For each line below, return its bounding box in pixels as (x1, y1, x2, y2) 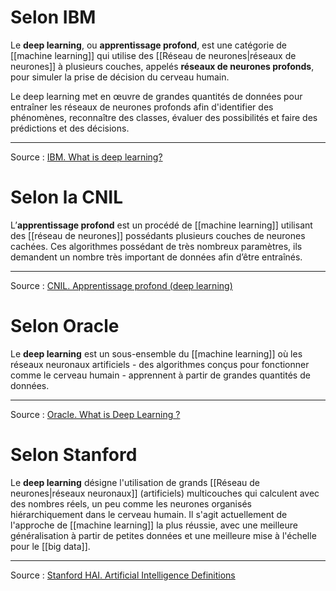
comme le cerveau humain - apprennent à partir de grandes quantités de (10, 369, 311, 381)
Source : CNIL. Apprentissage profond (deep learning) (10, 279, 233, 291)
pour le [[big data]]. (10, 540, 91, 552)
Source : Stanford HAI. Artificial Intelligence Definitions (10, 569, 236, 581)
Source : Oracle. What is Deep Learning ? (10, 408, 181, 420)
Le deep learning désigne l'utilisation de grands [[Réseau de (10, 476, 261, 488)
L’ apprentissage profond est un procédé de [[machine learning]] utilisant (10, 219, 313, 231)
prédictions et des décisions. (10, 122, 130, 134)
